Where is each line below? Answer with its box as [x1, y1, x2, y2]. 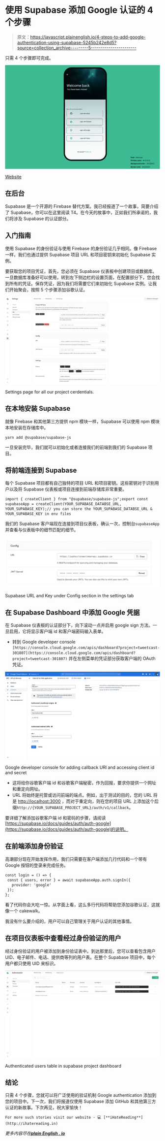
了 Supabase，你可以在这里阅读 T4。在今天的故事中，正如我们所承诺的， [5, 209, 154, 215]
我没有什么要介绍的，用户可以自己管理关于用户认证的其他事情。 [5, 918, 134, 924]
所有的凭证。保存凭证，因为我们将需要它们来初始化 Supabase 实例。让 [9, 280, 153, 286]
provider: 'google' [11, 882, 52, 887]
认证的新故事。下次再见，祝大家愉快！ [5, 1105, 82, 1110]
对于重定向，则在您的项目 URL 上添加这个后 [70, 798, 159, 804]
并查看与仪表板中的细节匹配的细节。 [5, 527, 79, 533]
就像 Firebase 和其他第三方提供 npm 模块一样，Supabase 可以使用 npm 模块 [5, 418, 160, 424]
